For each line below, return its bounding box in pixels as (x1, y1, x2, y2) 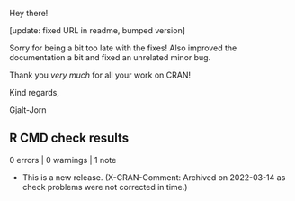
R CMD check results (9, 131, 130, 146)
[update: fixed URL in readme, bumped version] (9, 25, 186, 35)
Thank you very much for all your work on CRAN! (9, 69, 192, 80)
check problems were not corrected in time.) (22, 181, 188, 192)
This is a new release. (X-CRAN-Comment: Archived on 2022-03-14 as (22, 171, 286, 183)
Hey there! (9, 8, 49, 18)
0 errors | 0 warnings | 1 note (9, 154, 117, 165)
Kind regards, (9, 87, 60, 97)
